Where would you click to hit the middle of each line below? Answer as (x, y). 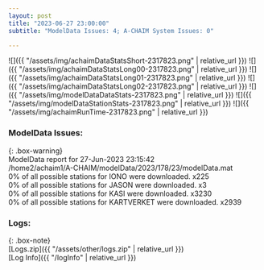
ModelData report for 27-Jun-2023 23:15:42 (82, 159)
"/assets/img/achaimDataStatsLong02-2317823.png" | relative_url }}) (133, 86)
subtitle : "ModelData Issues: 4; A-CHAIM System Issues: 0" (111, 31)
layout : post (30, 16)
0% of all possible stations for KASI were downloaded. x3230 (110, 193)
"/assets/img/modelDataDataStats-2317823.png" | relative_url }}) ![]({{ (135, 95)
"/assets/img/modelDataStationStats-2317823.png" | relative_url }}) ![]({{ (129, 104)
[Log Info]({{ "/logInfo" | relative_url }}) (72, 257)
